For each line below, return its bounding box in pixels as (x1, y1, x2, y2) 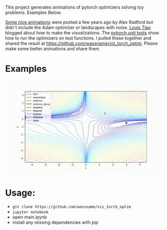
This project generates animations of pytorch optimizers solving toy (5, 4, 144, 10)
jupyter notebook (12, 210, 49, 215)
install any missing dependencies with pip (12, 220, 99, 226)
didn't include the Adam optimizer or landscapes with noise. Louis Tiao (5, 24, 151, 30)
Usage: (5, 187, 36, 199)
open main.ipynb (12, 214, 47, 220)
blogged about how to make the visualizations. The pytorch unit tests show (5, 30, 160, 35)
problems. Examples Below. (5, 9, 62, 15)
